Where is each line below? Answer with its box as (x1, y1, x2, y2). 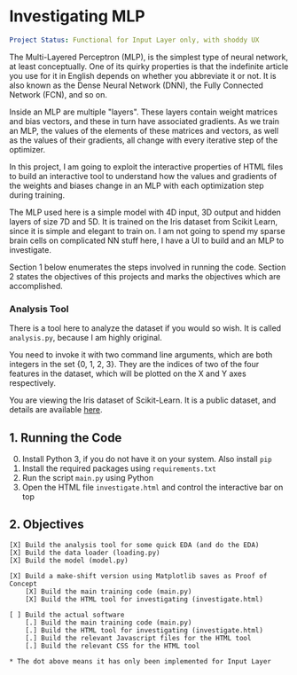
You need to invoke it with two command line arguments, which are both (9, 349, 273, 360)
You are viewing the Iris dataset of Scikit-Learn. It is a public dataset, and (9, 395, 277, 405)
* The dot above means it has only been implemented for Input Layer (9, 656, 272, 666)
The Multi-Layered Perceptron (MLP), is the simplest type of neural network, (9, 51, 288, 62)
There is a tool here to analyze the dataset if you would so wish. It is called (9, 323, 282, 334)
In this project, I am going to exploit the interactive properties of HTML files (9, 161, 284, 172)
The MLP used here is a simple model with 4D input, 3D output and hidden (9, 207, 282, 217)
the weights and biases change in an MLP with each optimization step (9, 180, 264, 191)
